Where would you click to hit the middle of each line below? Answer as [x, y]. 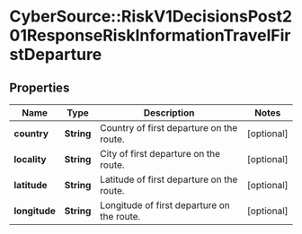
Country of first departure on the [169, 128]
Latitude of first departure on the [169, 179]
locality [30, 159]
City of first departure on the [160, 154]
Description [169, 113]
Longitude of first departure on [165, 205]
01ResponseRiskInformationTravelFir [150, 35]
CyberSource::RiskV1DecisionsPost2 [151, 17]
